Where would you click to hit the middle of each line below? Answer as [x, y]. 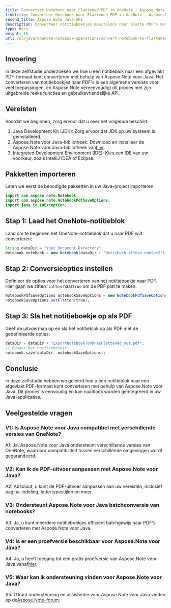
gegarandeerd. [21, 456]
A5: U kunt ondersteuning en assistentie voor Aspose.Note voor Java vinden [85, 595]
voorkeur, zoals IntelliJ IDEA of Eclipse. [53, 158]
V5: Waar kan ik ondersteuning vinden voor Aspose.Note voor [83, 577]
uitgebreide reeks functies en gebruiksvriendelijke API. [63, 93]
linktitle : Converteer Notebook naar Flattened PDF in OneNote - [76, 15]
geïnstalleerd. [27, 136]
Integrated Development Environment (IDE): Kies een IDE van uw [80, 153]
